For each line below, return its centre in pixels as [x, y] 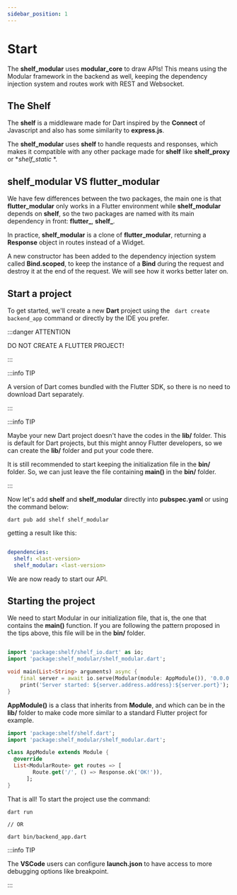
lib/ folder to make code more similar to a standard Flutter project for [107, 712]
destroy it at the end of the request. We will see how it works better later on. [118, 271]
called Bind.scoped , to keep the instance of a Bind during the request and [116, 264]
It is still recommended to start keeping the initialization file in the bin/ [109, 464]
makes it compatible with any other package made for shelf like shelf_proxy [118, 152]
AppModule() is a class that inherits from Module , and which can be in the [116, 705]
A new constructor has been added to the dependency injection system [111, 257]
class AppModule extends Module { [58, 753]
